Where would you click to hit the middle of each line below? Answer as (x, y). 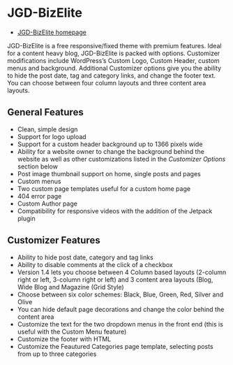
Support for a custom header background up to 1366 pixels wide (110, 144)
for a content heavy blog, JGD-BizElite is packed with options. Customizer (114, 53)
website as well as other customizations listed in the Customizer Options (121, 159)
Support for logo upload (52, 136)
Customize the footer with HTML (64, 339)
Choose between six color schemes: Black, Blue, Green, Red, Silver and (120, 294)
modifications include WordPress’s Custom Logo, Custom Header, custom (113, 60)
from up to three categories (57, 354)
